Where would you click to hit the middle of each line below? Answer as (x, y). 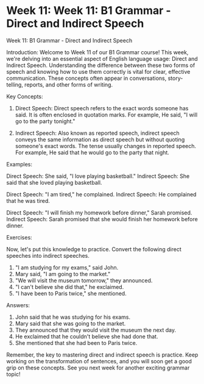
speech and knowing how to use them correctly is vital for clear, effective (98, 71)
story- (175, 78)
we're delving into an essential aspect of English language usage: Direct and (102, 59)
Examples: (19, 164)
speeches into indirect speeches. (48, 255)
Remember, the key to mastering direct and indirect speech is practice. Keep (102, 355)
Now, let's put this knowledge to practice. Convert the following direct (94, 249)
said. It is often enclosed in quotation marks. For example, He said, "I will (106, 115)
